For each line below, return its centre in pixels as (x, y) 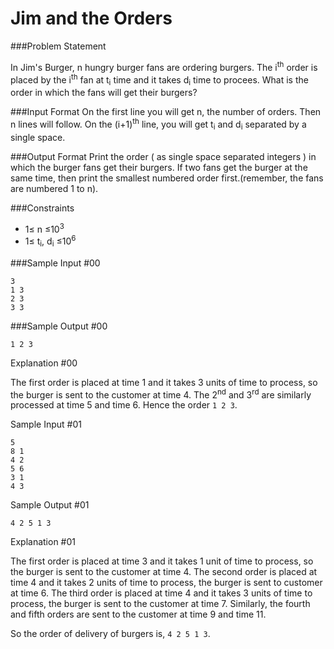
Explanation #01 (43, 542)
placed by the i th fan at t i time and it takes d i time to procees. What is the (159, 80)
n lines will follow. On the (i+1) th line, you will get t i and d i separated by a (158, 124)
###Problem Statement (58, 46)
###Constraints (42, 208)
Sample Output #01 (50, 505)
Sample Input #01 (46, 424)
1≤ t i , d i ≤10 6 (50, 241)
